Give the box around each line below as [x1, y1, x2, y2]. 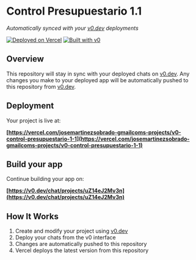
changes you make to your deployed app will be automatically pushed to [6, 76, 189, 83]
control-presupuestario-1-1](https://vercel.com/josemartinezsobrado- [6, 135, 190, 142]
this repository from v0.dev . [6, 83, 76, 90]
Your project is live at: [6, 117, 61, 124]
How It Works [6, 211, 59, 222]
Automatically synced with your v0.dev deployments [6, 24, 139, 32]
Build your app [6, 159, 63, 169]
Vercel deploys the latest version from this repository [15, 247, 149, 254]
